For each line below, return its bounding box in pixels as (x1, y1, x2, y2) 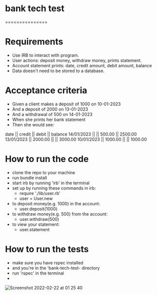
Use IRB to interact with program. (12, 52, 79, 58)
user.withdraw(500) (19, 216, 59, 222)
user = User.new (19, 196, 53, 201)
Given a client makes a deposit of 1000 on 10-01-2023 (12, 101, 121, 107)
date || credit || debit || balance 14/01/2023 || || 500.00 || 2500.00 (5, 131, 137, 137)
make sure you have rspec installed (12, 259, 84, 266)
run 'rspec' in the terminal (12, 270, 64, 276)
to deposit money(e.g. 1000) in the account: (12, 200, 100, 206)
